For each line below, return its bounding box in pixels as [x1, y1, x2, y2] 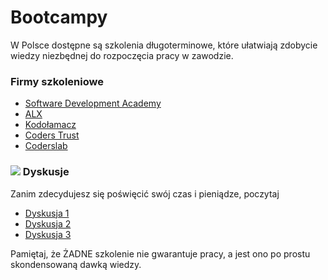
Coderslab [24, 140, 68, 152]
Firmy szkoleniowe [10, 74, 104, 88]
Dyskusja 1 [24, 207, 70, 219]
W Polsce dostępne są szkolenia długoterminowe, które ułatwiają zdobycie [10, 39, 318, 51]
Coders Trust [24, 129, 80, 141]
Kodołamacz [24, 119, 77, 131]
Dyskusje [22, 165, 70, 179]
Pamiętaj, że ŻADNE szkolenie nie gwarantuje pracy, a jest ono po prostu [10, 247, 311, 260]
